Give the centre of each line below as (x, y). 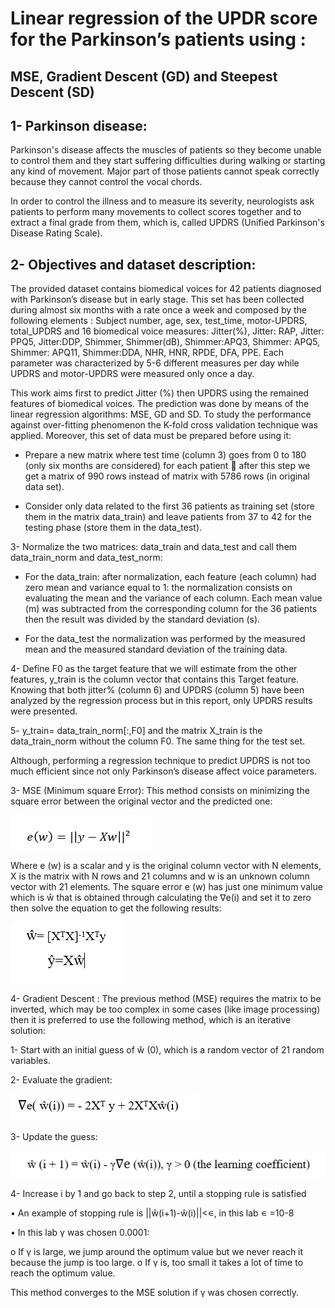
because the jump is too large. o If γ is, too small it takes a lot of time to (157, 1262)
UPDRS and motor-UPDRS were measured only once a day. (132, 374)
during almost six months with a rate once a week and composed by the (159, 310)
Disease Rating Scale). (56, 233)
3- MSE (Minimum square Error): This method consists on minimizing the (160, 791)
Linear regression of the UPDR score (164, 18)
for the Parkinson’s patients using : (158, 39)
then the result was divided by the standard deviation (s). (142, 619)
